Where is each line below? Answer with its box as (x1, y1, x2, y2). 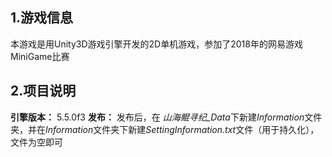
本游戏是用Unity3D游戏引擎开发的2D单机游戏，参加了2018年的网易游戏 (10, 38, 303, 50)
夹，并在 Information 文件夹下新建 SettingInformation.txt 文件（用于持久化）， (10, 123, 320, 135)
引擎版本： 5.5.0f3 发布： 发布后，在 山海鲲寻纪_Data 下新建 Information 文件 (10, 111, 323, 123)
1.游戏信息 (10, 9, 74, 27)
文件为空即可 (10, 136, 63, 148)
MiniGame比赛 (10, 50, 70, 62)
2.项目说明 (10, 83, 77, 100)
